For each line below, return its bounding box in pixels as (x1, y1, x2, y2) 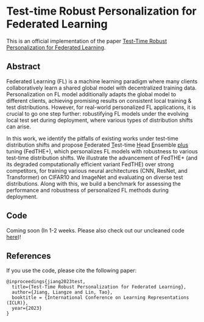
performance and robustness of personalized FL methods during (6, 186, 169, 194)
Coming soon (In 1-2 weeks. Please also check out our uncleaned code (6, 226, 185, 234)
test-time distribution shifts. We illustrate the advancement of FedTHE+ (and (6, 154, 198, 161)
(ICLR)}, (6, 300, 29, 306)
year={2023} (12, 306, 43, 312)
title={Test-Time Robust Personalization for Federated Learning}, (12, 284, 187, 290)
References (6, 251, 51, 261)
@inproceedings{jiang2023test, (6, 279, 86, 285)
